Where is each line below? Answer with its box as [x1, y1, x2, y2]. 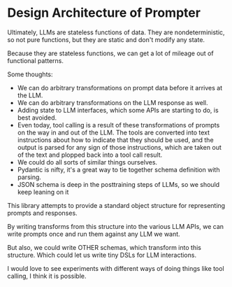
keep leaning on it [17, 188, 69, 196]
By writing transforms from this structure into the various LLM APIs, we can [7, 222, 224, 230]
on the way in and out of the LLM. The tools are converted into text [17, 128, 210, 136]
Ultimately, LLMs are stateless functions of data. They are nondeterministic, [7, 28, 225, 36]
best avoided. [17, 113, 57, 122]
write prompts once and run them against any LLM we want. [7, 230, 180, 238]
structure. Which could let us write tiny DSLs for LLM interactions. [7, 251, 197, 259]
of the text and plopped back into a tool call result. [17, 150, 163, 159]
